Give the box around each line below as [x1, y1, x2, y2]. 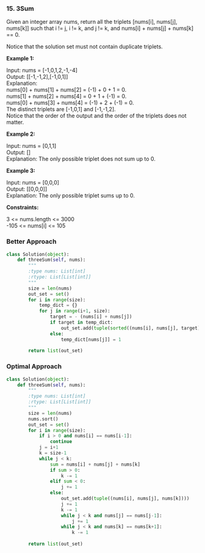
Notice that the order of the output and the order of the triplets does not [6, 112, 187, 120]
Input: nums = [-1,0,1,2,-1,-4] [6, 67, 78, 74]
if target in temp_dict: [49, 320, 113, 326]
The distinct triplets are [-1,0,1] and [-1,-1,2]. [6, 106, 116, 113]
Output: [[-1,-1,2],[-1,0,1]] [6, 73, 68, 81]
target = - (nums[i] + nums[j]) [49, 313, 132, 320]
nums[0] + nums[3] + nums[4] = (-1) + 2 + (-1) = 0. [6, 99, 134, 106]
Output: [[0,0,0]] [6, 185, 48, 193]
